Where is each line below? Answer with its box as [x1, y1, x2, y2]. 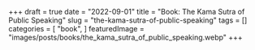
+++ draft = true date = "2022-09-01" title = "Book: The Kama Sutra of [8, 7, 245, 16]
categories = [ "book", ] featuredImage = [8, 24, 145, 33]
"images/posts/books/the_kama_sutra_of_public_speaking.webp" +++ [8, 32, 244, 42]
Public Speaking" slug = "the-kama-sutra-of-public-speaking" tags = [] [8, 15, 248, 25]
